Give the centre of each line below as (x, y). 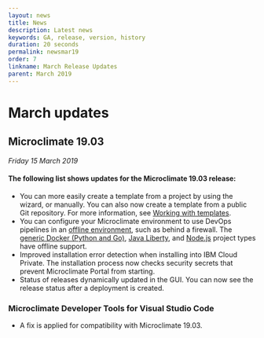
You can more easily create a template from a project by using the (126, 196)
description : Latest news (50, 30)
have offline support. (53, 246)
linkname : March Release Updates (63, 67)
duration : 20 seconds (44, 45)
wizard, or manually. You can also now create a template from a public (133, 204)
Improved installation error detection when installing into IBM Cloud (128, 254)
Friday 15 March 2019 (43, 160)
